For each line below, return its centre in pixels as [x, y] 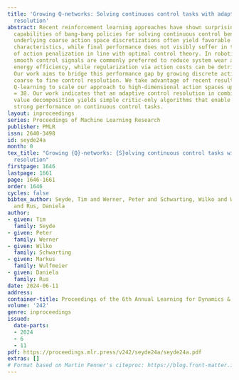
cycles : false [28, 193]
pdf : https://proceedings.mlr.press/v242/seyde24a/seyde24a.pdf [105, 352]
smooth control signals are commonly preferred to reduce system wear [121, 61]
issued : [19, 319]
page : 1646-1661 [31, 180]
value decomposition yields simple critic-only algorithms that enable [122, 101]
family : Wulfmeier [41, 266]
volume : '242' [28, 306]
